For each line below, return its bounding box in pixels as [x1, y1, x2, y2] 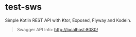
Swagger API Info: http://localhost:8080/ [17, 26, 99, 32]
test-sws [5, 1, 42, 12]
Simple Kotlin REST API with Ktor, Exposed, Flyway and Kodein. [5, 17, 132, 23]
